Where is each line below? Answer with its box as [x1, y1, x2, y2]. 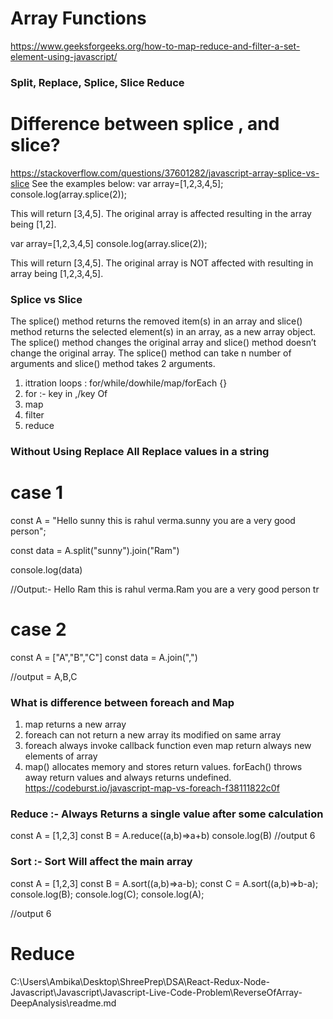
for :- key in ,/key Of [24, 388, 108, 400]
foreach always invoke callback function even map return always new [24, 740, 312, 752]
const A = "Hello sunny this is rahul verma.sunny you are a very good [10, 514, 296, 526]
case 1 [10, 482, 64, 504]
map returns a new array [24, 718, 127, 731]
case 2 [10, 618, 67, 641]
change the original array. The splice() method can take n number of [10, 347, 292, 359]
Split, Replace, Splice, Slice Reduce [10, 75, 185, 89]
